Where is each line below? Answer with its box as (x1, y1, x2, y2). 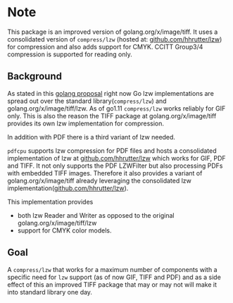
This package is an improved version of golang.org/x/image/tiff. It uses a (7, 27, 218, 36)
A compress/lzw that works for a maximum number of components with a (7, 265, 218, 273)
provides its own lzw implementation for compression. (7, 119, 164, 128)
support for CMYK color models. (17, 226, 112, 235)
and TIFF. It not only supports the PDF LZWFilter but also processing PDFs (7, 161, 223, 170)
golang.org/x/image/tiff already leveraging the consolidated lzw (7, 176, 192, 185)
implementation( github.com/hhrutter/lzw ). (7, 184, 129, 192)
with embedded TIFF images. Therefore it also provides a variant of (7, 168, 203, 177)
